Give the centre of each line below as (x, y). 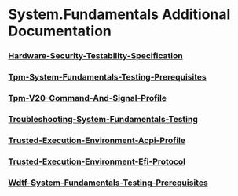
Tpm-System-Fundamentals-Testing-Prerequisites (107, 77)
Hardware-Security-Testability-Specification (95, 56)
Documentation (60, 31)
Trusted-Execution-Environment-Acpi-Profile (97, 140)
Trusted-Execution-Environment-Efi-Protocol (97, 161)
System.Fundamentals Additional (119, 15)
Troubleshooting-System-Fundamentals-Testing (103, 119)
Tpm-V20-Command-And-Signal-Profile (88, 98)
